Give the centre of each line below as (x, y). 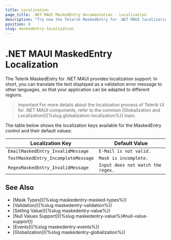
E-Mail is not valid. (125, 151)
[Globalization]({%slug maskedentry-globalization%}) (69, 232)
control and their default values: (39, 131)
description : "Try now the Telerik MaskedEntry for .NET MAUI (73, 19)
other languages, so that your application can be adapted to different (77, 90)
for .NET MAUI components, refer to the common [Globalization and (89, 110)
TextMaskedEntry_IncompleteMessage (51, 158)
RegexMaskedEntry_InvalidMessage (48, 168)
